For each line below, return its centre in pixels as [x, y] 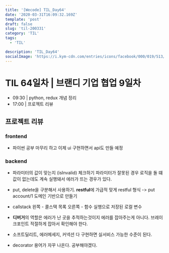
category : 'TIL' [22, 33]
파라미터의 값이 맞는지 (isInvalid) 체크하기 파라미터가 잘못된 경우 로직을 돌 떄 [88, 173]
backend [16, 161]
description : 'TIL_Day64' [32, 52]
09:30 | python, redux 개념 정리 [45, 98]
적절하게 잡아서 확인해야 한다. [59, 224]
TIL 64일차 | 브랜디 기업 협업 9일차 [73, 83]
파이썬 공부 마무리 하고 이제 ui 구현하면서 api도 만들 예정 [68, 148]
